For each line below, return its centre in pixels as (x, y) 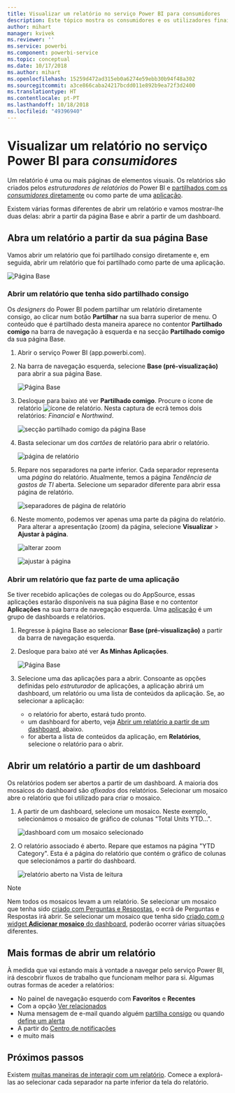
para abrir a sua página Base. (60, 373)
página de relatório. (45, 492)
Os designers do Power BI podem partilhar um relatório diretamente (105, 309)
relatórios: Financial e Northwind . (65, 415)
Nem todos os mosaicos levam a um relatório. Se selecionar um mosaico (112, 901)
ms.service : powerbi (37, 46)
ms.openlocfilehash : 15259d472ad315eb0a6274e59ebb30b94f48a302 (101, 79)
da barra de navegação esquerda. (66, 638)
